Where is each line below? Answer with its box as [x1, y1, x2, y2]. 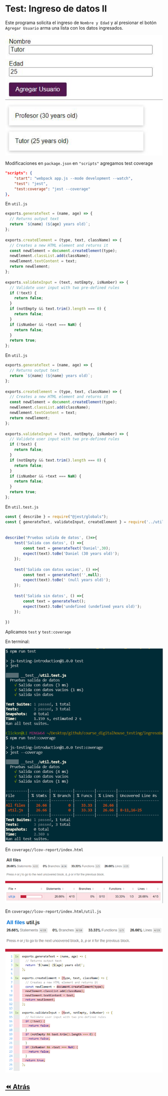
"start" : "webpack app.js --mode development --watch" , [14, 176, 133, 181]
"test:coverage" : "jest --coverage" [14, 186, 91, 191]
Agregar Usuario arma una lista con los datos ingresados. [5, 25, 123, 31]
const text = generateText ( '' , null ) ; [23, 572, 101, 577]
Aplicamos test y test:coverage [5, 629, 71, 635]
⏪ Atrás [5, 1083, 30, 1091]
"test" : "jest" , [14, 181, 48, 186]
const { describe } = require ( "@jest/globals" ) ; [5, 514, 108, 519]
